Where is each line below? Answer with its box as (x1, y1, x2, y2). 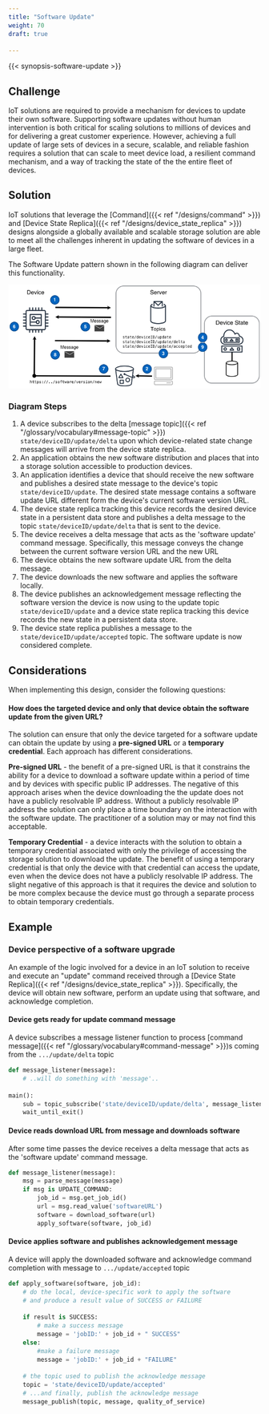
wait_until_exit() (22, 1109, 84, 1117)
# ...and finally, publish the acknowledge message (22, 1389, 199, 1398)
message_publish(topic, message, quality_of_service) (22, 1398, 206, 1406)
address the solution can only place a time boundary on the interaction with (8, 805, 258, 814)
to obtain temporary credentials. (8, 897, 114, 907)
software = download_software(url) (37, 1210, 156, 1218)
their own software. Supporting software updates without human (8, 115, 222, 124)
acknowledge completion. (8, 996, 94, 1006)
